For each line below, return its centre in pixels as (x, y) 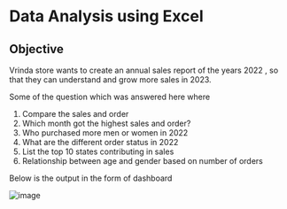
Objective (37, 49)
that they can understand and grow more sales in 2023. (110, 80)
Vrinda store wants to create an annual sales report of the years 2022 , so (144, 70)
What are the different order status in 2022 (100, 142)
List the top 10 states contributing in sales (98, 151)
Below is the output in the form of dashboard (91, 178)
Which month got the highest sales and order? (106, 123)
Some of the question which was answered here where (110, 97)
